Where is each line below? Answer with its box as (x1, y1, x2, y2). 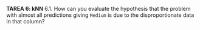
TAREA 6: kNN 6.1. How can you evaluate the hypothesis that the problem (6, 5, 191, 12)
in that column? (6, 18, 45, 25)
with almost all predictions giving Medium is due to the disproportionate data (6, 11, 195, 19)
